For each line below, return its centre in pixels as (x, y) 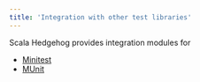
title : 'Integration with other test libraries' (100, 17)
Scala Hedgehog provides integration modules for (100, 42)
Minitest (37, 59)
